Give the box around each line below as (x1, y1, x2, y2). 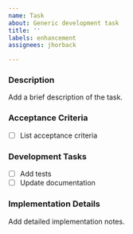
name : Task (8, 11, 45, 20)
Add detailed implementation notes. (8, 216, 125, 226)
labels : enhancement (8, 33, 77, 42)
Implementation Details (8, 198, 101, 209)
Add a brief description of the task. (8, 92, 123, 102)
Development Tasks (8, 150, 88, 162)
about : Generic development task (8, 19, 119, 27)
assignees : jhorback (8, 41, 77, 49)
